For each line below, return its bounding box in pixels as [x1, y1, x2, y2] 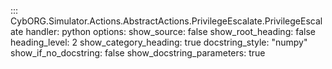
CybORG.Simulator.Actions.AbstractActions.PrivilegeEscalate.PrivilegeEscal [10, 15, 323, 27]
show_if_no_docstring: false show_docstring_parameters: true [10, 47, 266, 59]
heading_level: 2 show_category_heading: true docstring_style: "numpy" [10, 36, 308, 48]
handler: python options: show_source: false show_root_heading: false [25, 26, 316, 37]
